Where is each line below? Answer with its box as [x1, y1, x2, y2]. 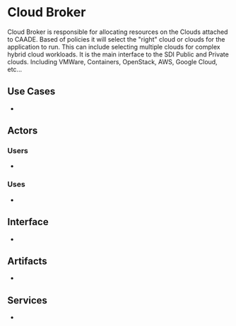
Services [7, 294, 48, 306]
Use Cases [7, 85, 56, 97]
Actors [7, 125, 38, 137]
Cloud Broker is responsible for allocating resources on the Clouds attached [7, 28, 228, 36]
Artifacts [7, 255, 47, 267]
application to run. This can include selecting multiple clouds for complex [7, 42, 220, 51]
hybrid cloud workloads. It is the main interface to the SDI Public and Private [7, 50, 230, 59]
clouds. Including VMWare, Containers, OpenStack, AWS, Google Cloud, [7, 57, 218, 66]
